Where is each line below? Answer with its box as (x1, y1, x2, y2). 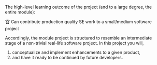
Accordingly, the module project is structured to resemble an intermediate (5, 35, 152, 40)
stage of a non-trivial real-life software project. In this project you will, (5, 40, 144, 46)
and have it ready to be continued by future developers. (12, 55, 123, 60)
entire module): (5, 9, 35, 15)
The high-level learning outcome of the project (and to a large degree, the (5, 4, 152, 10)
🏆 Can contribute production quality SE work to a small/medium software (5, 19, 152, 25)
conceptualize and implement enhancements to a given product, (12, 50, 141, 55)
